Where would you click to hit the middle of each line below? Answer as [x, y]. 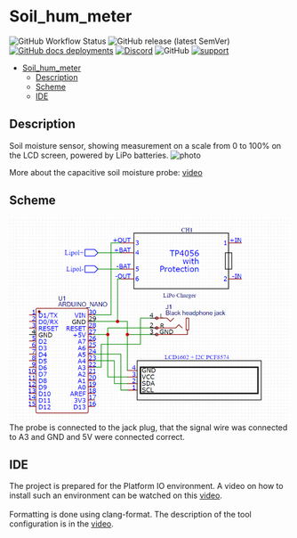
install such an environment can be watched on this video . [116, 495]
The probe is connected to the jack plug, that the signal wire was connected [148, 427]
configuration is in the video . [61, 524]
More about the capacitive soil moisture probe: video [106, 172]
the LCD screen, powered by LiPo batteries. [89, 155]
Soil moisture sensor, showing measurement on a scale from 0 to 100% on [145, 145]
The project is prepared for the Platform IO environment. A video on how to [146, 486]
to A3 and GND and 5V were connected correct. [97, 436]
